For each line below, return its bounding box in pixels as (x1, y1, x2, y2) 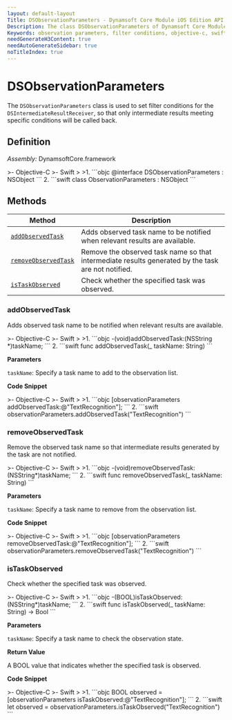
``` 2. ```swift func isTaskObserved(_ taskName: (72, 600, 206, 609)
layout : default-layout (7, 10, 76, 17)
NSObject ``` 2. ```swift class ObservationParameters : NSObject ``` (7, 175, 196, 183)
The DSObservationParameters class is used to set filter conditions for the (7, 101, 214, 109)
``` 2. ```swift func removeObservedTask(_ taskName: (72, 471, 223, 479)
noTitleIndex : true (7, 49, 64, 56)
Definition (7, 136, 50, 148)
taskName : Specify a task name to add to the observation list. (7, 368, 178, 377)
